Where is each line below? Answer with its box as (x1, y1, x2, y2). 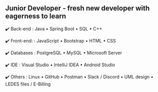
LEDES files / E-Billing (5, 81, 51, 87)
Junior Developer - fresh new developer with (5, 4, 150, 13)
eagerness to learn (5, 12, 67, 21)
